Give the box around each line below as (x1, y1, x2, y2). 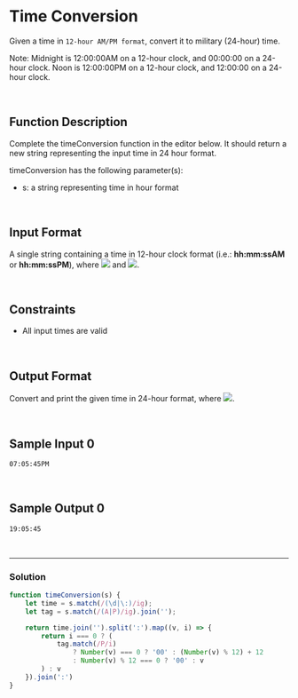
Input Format (9, 225, 82, 241)
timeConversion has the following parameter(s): (9, 164, 184, 175)
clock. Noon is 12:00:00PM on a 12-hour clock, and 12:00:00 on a (27, 62, 268, 73)
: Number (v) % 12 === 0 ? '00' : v (72, 656, 204, 665)
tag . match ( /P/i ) (56, 639, 117, 649)
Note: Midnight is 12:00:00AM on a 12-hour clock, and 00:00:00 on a (9, 52, 261, 63)
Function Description (9, 115, 129, 130)
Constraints (9, 302, 76, 317)
